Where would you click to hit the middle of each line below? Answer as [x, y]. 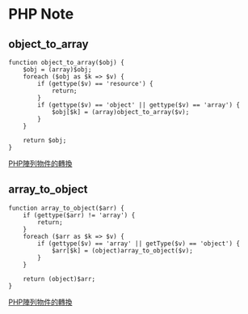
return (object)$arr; [59, 279]
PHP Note [41, 14]
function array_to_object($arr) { [67, 208]
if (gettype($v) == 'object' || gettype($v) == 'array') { [139, 105]
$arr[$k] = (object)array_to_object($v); [122, 250]
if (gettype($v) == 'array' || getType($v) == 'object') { [139, 244]
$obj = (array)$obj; [57, 70]
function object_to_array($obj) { [67, 62]
